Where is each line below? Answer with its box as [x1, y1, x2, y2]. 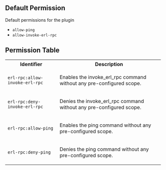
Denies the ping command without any [59, 145, 149, 152]
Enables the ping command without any [59, 122, 152, 129]
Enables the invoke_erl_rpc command [59, 73, 147, 80]
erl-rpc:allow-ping [7, 125, 53, 131]
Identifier [20, 61, 42, 68]
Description [94, 61, 124, 68]
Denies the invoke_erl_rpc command [59, 98, 144, 104]
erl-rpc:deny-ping [7, 149, 51, 155]
